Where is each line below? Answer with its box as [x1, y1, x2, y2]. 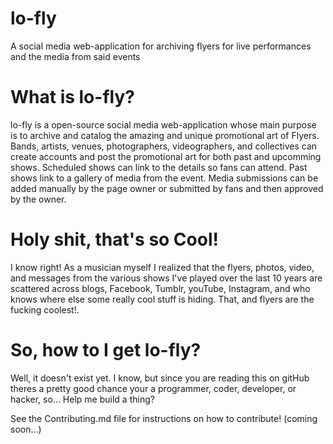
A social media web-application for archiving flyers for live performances [10, 40, 312, 52]
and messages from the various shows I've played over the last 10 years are [10, 272, 323, 284]
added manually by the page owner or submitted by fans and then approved [10, 182, 324, 194]
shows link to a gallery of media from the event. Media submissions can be [10, 172, 319, 184]
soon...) [10, 423, 42, 435]
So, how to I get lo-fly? [10, 339, 202, 361]
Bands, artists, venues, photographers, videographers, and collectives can [10, 140, 318, 152]
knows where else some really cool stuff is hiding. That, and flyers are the [10, 293, 315, 305]
